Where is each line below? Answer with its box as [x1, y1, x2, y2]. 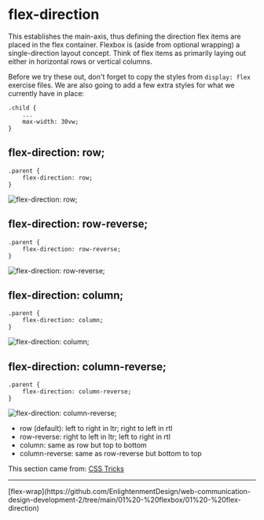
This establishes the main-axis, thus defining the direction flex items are [8, 32, 241, 41]
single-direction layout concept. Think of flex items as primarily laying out [8, 48, 246, 58]
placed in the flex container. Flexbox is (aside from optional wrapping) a [8, 39, 240, 49]
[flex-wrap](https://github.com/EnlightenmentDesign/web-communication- [8, 487, 251, 496]
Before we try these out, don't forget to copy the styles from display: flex [8, 72, 251, 81]
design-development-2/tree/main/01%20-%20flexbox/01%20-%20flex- [8, 495, 241, 505]
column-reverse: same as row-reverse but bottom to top [19, 449, 202, 459]
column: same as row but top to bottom [19, 440, 147, 450]
